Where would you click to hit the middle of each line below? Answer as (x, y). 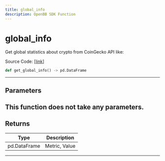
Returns (18, 124)
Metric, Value (60, 146)
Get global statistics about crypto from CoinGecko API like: (65, 52)
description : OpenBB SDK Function (41, 14)
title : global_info (25, 10)
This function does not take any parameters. (74, 107)
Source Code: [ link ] (25, 61)
